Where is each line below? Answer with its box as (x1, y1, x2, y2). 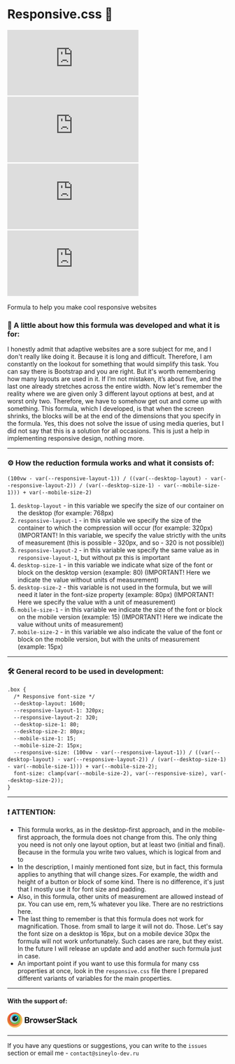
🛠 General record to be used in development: (7, 667, 164, 677)
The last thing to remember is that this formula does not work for (17, 915, 204, 923)
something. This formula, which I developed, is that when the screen (7, 405, 205, 413)
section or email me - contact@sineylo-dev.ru (7, 1049, 139, 1058)
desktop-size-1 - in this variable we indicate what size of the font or (17, 561, 213, 569)
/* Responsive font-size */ (13, 693, 96, 700)
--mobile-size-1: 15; (13, 735, 77, 742)
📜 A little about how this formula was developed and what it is (7, 320, 220, 330)
